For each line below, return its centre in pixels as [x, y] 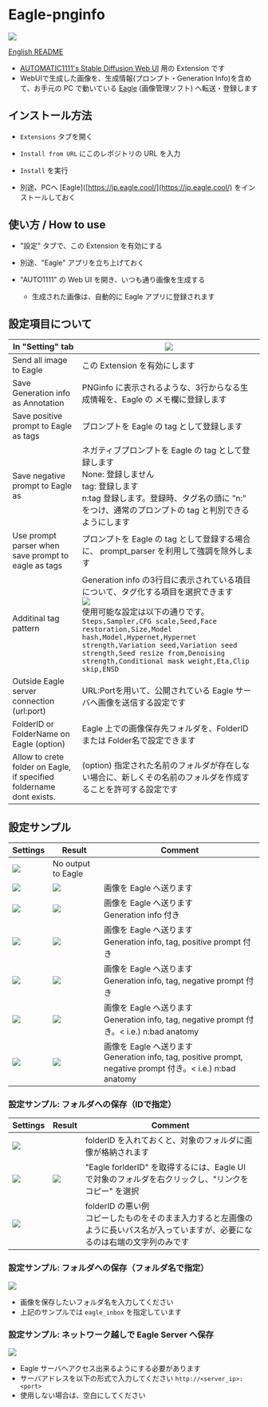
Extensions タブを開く [56, 136]
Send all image [40, 361]
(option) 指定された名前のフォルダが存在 [158, 766]
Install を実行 [44, 170]
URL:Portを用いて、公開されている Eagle [158, 691]
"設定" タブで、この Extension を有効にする [91, 246]
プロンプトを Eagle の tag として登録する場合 [166, 539]
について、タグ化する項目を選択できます [158, 592]
